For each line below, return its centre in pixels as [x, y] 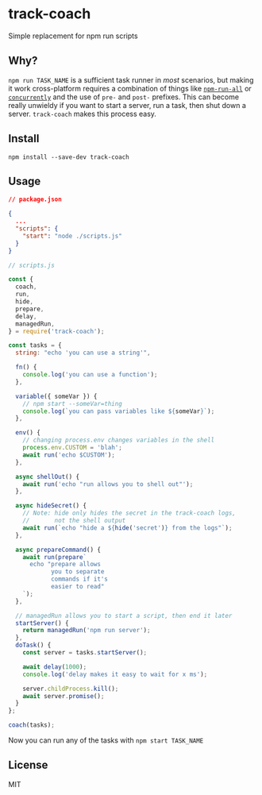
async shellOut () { [48, 477]
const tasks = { [35, 345]
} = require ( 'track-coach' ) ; [56, 331]
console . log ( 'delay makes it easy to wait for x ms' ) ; [115, 674]
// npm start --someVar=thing [73, 403]
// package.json [35, 199]
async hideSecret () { [51, 506]
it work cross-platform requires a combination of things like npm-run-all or [130, 88]
